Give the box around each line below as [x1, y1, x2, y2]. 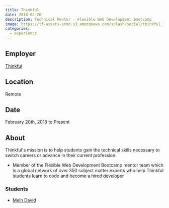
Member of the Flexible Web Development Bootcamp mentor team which [12, 162, 164, 168]
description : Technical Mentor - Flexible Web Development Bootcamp [5, 17, 152, 22]
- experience [10, 31, 37, 36]
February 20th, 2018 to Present [5, 119, 70, 125]
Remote [5, 91, 22, 97]
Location [5, 78, 34, 86]
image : [5, 21, 19, 27]
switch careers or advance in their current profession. [5, 152, 117, 159]
